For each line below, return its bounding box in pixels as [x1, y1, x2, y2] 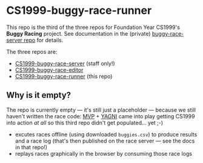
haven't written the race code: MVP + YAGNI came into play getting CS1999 [6, 112, 195, 120]
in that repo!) [15, 143, 47, 151]
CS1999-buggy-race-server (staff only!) [15, 60, 115, 67]
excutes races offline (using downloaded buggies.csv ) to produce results [15, 130, 198, 138]
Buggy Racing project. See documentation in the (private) [6, 30, 151, 37]
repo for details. [24, 36, 64, 43]
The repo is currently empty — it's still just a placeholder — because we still [6, 106, 196, 113]
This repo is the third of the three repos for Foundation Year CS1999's [6, 24, 181, 31]
